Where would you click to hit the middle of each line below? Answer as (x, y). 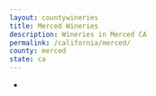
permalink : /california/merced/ (70, 43)
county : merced (38, 51)
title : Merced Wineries (54, 26)
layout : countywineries (54, 17)
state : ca (28, 59)
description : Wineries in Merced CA (78, 34)
